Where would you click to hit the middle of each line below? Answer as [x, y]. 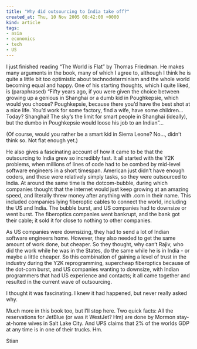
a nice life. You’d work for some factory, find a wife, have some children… [95, 110]
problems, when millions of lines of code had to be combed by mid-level [93, 164]
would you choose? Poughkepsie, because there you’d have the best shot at [98, 104]
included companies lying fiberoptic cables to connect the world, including [96, 202]
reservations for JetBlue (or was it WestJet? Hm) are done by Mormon [91, 317]
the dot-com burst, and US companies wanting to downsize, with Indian [93, 269]
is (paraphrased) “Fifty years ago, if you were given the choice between [93, 91]
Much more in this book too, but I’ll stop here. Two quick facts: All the [90, 311]
